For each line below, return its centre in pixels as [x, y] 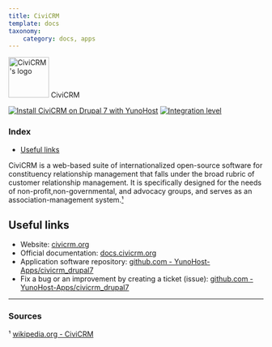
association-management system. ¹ [66, 199]
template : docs [34, 24]
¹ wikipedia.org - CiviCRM [51, 334]
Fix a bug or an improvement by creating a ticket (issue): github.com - [136, 279]
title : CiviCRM [34, 16]
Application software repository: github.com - [96, 262]
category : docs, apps [59, 39]
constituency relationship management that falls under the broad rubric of [132, 173]
